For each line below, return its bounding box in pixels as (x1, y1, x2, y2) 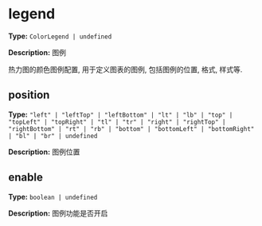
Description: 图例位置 (8, 147, 80, 157)
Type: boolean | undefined (8, 192, 98, 201)
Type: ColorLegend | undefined (8, 31, 112, 41)
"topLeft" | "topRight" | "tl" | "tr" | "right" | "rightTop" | (8, 117, 226, 126)
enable (8, 171, 44, 184)
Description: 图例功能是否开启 (8, 208, 108, 218)
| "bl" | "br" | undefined (8, 132, 98, 140)
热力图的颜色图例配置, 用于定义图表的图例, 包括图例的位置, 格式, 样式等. (8, 65, 243, 74)
